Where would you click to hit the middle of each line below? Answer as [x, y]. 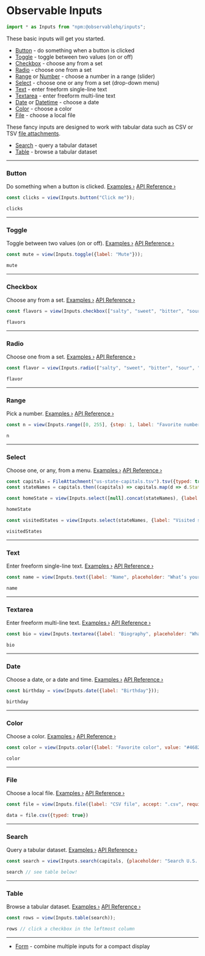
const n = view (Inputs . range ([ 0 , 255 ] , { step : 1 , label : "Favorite [94, 425]
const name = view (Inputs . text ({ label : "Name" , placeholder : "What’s [97, 577]
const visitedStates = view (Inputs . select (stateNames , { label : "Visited [101, 520]
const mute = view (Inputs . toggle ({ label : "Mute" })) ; [75, 255]
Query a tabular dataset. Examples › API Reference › [72, 850]
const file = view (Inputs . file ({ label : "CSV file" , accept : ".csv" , [95, 804]
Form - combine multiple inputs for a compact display [83, 946]
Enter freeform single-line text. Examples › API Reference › [80, 566]
